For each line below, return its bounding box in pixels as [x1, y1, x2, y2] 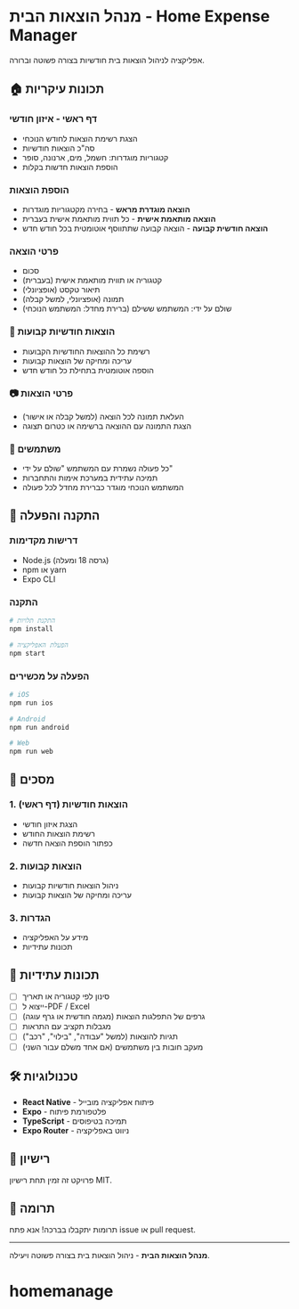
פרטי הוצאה [9, 245, 60, 258]
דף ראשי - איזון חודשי [9, 113, 98, 126]
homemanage [9, 1281, 114, 1302]
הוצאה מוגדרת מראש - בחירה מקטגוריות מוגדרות [21, 203, 191, 215]
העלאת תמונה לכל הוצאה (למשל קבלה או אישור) [21, 411, 184, 421]
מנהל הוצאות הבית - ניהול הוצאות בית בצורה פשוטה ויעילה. [9, 1250, 211, 1261]
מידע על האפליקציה [21, 932, 89, 943]
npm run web [9, 747, 53, 757]
